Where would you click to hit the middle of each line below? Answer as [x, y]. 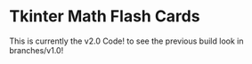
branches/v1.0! [37, 50]
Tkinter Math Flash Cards [105, 16]
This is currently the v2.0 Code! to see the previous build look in [126, 41]
